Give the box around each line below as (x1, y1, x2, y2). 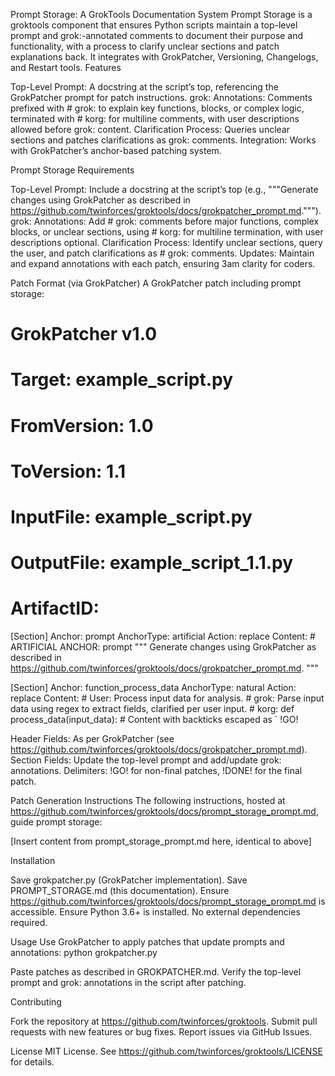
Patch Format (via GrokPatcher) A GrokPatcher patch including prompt (10, 277, 302, 289)
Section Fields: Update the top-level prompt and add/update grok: (10, 754, 282, 766)
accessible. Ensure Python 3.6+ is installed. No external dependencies (10, 906, 301, 918)
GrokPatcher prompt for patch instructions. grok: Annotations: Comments (10, 92, 313, 103)
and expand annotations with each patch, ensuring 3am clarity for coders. (10, 258, 316, 269)
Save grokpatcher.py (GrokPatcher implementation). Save (10, 874, 248, 886)
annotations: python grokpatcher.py (10, 947, 158, 959)
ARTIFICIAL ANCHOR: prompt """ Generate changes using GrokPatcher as (10, 641, 317, 653)
